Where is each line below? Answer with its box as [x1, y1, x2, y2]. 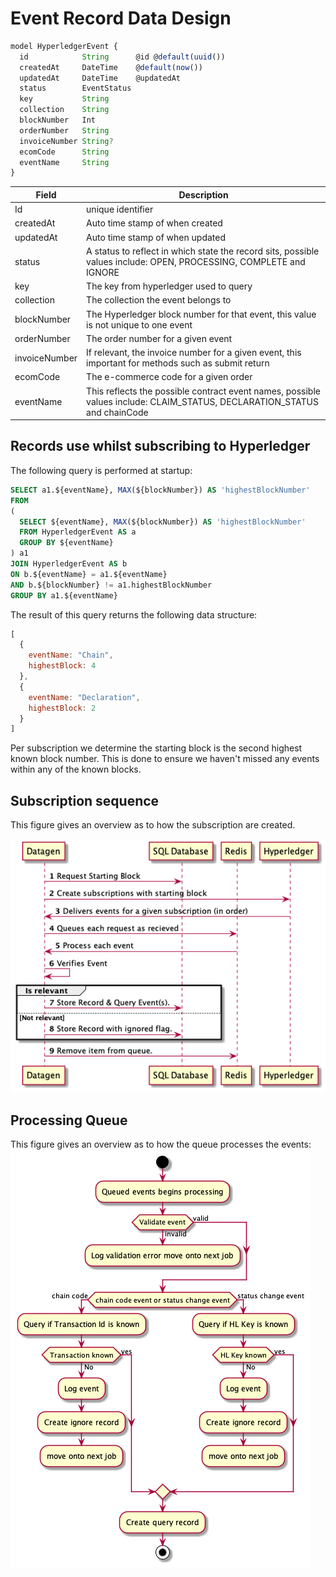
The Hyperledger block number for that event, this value [86, 308, 317, 320]
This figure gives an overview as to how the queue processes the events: [10, 1138, 312, 1150]
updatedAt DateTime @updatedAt [19, 73, 182, 83]
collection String [19, 105, 110, 115]
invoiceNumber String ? [19, 136, 114, 146]
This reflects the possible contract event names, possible [86, 385, 321, 397]
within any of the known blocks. [10, 763, 142, 776]
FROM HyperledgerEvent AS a [19, 527, 137, 537]
